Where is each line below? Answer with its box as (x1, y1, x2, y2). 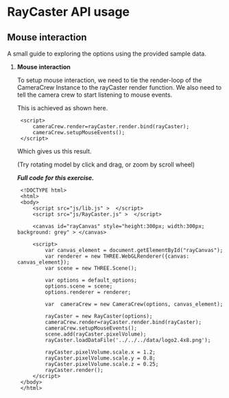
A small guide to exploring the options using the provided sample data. (7, 49, 207, 58)
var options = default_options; (45, 277, 137, 284)
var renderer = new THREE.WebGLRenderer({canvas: (45, 253, 190, 260)
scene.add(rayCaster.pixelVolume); (45, 331, 147, 338)
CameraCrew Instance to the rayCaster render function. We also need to (16, 84, 221, 91)
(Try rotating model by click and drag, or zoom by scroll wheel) (16, 160, 195, 169)
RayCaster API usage (7, 4, 130, 20)
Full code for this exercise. (16, 174, 95, 182)
